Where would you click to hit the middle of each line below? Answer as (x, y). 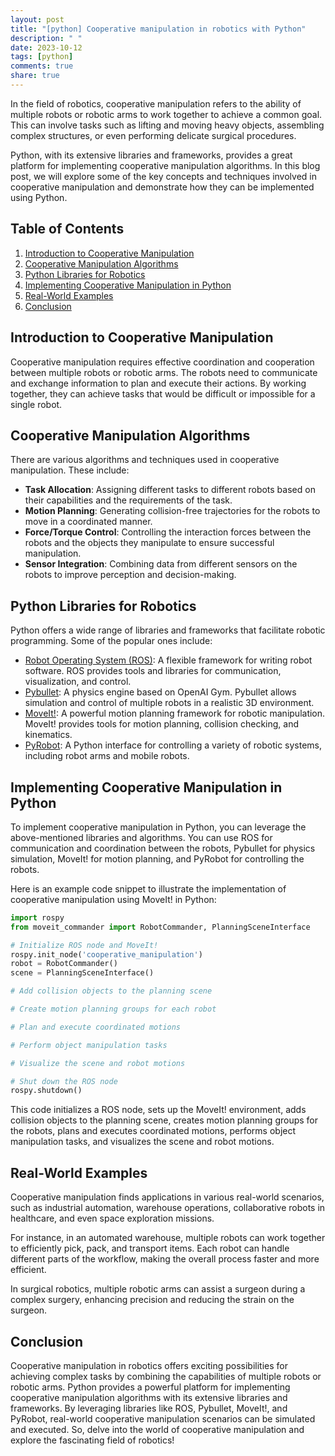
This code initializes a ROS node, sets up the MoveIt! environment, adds (158, 1110)
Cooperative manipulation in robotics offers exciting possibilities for (149, 1365)
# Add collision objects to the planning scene (111, 991)
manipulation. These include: (70, 470)
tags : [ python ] (42, 57)
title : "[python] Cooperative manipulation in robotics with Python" (158, 29)
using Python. (39, 197)
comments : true (42, 66)
